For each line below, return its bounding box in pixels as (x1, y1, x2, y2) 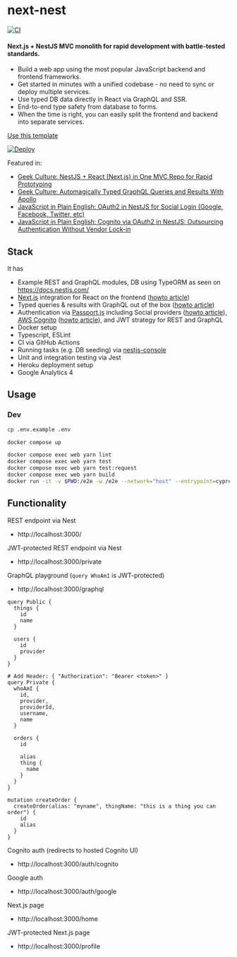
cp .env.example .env (7, 426, 71, 433)
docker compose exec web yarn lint (7, 451, 112, 458)
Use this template (7, 132, 59, 140)
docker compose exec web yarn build (7, 471, 115, 479)
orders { (13, 734, 39, 741)
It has (7, 264, 24, 272)
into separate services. (17, 117, 85, 126)
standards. (7, 49, 40, 58)
